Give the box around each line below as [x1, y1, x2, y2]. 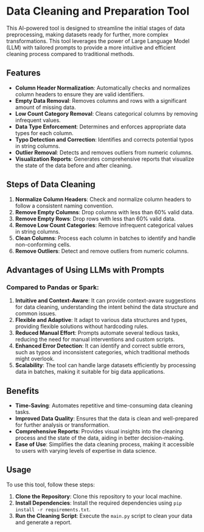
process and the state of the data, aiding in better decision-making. [15, 434, 185, 442]
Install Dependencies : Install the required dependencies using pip [15, 499, 182, 506]
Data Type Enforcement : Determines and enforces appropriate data [15, 123, 186, 130]
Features [6, 68, 41, 79]
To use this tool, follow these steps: [6, 481, 96, 488]
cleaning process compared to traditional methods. [6, 50, 135, 57]
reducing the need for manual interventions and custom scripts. [15, 336, 175, 343]
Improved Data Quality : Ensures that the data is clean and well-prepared [15, 415, 199, 422]
